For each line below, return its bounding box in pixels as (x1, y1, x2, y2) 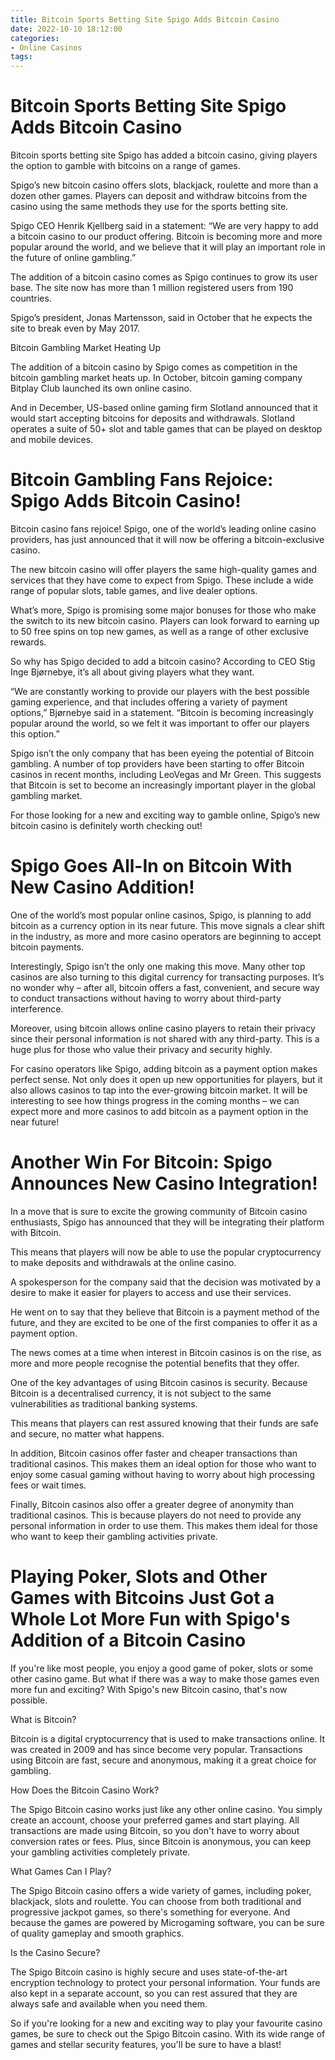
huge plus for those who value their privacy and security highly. (10, 1043, 273, 1055)
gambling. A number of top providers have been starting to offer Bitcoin (10, 758, 305, 770)
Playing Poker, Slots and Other (10, 1566, 268, 1588)
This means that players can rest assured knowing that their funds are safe (10, 1417, 319, 1429)
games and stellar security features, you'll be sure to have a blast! (10, 2038, 282, 2050)
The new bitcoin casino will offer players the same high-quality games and (10, 564, 318, 575)
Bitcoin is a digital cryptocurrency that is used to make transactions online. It (10, 1732, 326, 1745)
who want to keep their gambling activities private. (10, 1530, 218, 1542)
